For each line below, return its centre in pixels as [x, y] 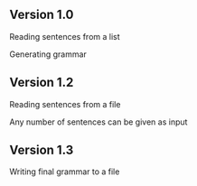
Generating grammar [48, 54]
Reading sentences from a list [65, 36]
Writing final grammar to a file [65, 172]
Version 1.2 [42, 83]
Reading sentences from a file [65, 104]
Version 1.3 [42, 150]
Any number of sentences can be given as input [98, 122]
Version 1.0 [42, 15]
